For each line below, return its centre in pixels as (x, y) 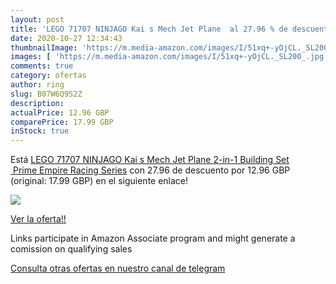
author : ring (37, 85)
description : (37, 103)
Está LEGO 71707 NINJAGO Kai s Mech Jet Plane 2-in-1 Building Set (150, 160)
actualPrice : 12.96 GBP (60, 112)
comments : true (42, 66)
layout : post (37, 19)
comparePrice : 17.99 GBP (62, 122)
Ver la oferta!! (38, 219)
